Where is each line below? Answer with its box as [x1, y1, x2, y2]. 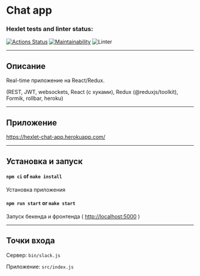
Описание [6, 61, 46, 71]
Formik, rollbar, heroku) [6, 95, 64, 102]
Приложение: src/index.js [6, 263, 74, 270]
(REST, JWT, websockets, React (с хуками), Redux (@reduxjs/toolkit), [6, 89, 179, 96]
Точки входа [6, 236, 55, 246]
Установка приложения [6, 186, 65, 193]
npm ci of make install [6, 173, 62, 180]
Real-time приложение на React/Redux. [6, 77, 105, 84]
